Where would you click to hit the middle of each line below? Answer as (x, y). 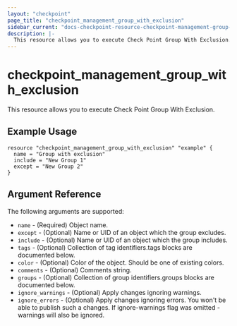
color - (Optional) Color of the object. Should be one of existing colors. (121, 262)
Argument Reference (54, 194)
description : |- (31, 34)
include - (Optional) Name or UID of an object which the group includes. (122, 240)
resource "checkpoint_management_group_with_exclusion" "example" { (110, 148)
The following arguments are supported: (66, 211)
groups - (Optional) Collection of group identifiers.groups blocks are (116, 277)
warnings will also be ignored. (61, 315)
